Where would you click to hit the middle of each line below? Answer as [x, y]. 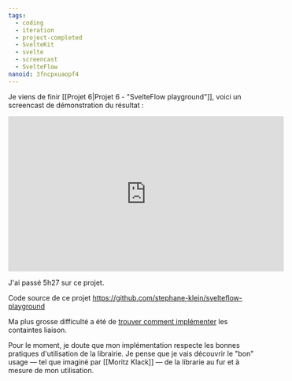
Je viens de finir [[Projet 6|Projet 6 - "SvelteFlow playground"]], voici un [125, 96]
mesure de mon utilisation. [51, 370]
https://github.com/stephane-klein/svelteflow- [167, 297]
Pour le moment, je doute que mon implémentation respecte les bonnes [124, 345]
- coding [30, 23]
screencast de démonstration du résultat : [76, 105]
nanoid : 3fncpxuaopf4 [44, 74]
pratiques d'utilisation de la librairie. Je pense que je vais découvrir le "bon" [131, 353]
